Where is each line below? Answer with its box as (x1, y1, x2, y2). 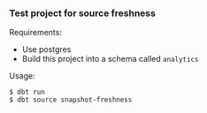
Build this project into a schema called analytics (21, 54, 199, 64)
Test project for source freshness (9, 7, 157, 19)
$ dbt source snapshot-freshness (9, 95, 133, 104)
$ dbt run (9, 87, 46, 97)
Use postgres (21, 44, 72, 55)
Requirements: (9, 27, 62, 38)
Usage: (9, 71, 35, 81)
